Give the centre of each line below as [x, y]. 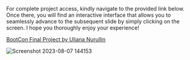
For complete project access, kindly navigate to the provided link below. [96, 9]
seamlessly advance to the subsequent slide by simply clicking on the [93, 21]
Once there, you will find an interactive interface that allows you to [89, 15]
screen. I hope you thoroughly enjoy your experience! [73, 28]
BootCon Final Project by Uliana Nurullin [56, 39]
